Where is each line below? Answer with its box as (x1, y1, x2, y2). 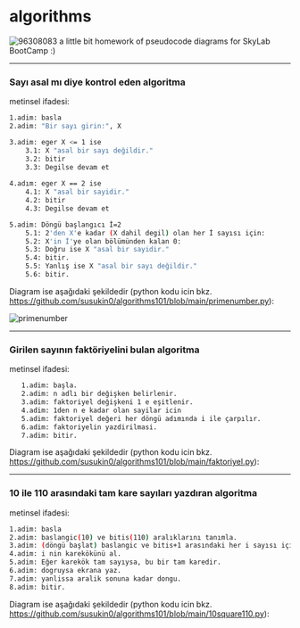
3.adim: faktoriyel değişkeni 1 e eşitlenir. (21, 398, 194, 407)
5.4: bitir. (25, 253, 70, 262)
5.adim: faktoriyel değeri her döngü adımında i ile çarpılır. (21, 414, 262, 423)
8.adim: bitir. (9, 583, 66, 591)
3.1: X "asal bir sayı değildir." (25, 145, 154, 155)
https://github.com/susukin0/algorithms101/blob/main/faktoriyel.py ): (9, 457, 260, 467)
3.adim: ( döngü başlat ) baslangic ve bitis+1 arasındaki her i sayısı (9, 541, 278, 550)
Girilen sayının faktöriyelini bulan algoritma (9, 343, 200, 356)
